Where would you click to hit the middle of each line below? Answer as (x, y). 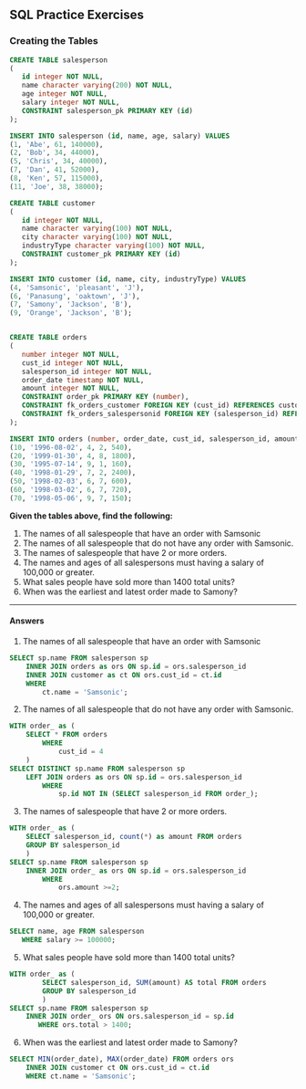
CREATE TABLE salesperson (58, 60)
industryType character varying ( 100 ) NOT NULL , (113, 246)
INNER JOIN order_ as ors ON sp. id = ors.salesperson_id (136, 871)
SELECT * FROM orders (66, 735)
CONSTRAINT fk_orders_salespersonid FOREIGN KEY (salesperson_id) (150, 414)
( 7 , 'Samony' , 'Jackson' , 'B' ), (71, 305)
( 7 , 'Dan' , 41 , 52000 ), (55, 170)
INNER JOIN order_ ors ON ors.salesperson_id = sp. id (130, 1017)
